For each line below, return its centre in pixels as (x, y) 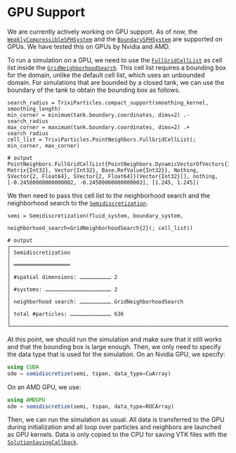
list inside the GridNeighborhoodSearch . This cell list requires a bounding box (117, 67)
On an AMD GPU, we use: (44, 387)
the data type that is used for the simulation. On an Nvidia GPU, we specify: (116, 354)
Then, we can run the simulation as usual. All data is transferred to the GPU (116, 420)
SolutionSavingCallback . (43, 442)
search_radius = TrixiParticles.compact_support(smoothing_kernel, (108, 102)
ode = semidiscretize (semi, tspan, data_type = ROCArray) (91, 406)
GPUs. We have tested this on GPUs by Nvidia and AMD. (89, 46)
